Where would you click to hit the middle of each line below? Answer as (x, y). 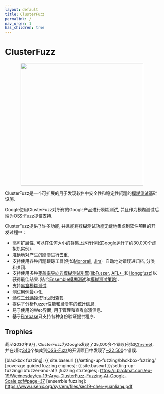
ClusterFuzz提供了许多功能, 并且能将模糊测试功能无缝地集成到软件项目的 (78, 226)
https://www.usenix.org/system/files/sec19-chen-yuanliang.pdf (69, 386)
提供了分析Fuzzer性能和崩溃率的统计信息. (54, 304)
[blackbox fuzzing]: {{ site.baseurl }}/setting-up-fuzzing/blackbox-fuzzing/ (81, 360)
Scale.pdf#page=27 (25, 381)
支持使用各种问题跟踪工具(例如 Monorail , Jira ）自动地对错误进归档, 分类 (83, 261)
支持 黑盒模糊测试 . (30, 286)
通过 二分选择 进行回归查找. (38, 298)
